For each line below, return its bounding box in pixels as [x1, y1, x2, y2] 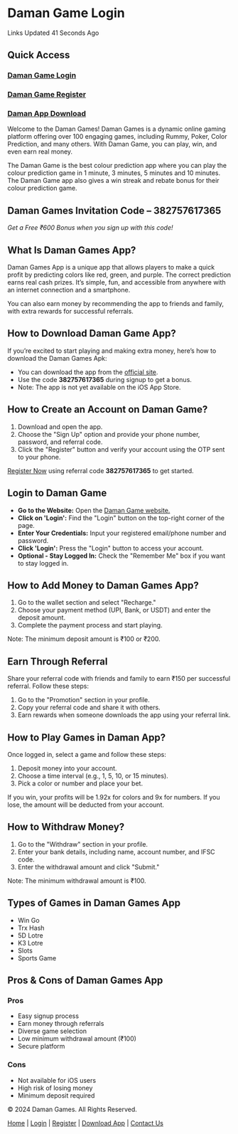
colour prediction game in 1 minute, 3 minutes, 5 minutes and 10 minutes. [7, 169, 221, 177]
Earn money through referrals [17, 1019, 104, 1028]
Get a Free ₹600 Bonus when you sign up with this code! [7, 223, 173, 232]
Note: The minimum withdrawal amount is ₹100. [7, 876, 146, 885]
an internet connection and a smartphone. [7, 286, 131, 295]
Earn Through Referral [7, 655, 108, 667]
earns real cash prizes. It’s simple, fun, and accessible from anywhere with [7, 278, 226, 287]
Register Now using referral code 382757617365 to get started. [7, 466, 194, 475]
